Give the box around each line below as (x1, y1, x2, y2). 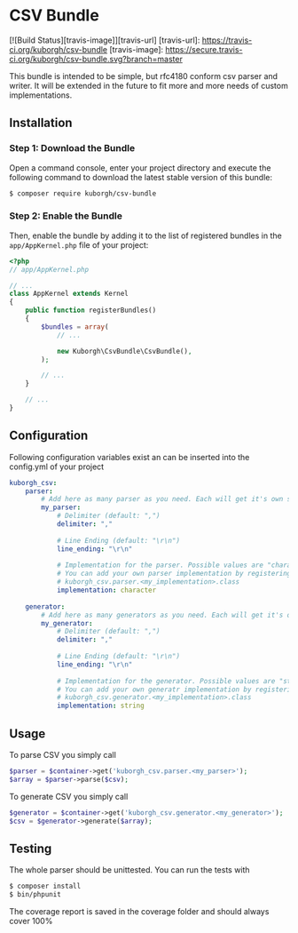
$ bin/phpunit (9, 890, 62, 899)
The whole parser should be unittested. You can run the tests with (9, 865, 250, 875)
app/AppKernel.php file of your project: (9, 239, 149, 250)
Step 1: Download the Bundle (9, 142, 136, 155)
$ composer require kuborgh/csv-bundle (9, 188, 157, 198)
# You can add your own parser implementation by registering (56, 570, 292, 578)
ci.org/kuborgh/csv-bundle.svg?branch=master (9, 53, 184, 64)
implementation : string (56, 701, 145, 711)
